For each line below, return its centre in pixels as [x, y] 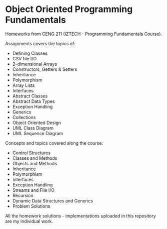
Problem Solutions [31, 206]
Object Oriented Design [37, 123]
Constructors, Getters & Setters [45, 69]
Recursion [23, 195]
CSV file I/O [24, 58]
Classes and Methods [35, 158]
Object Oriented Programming [69, 9]
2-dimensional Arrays [35, 64]
